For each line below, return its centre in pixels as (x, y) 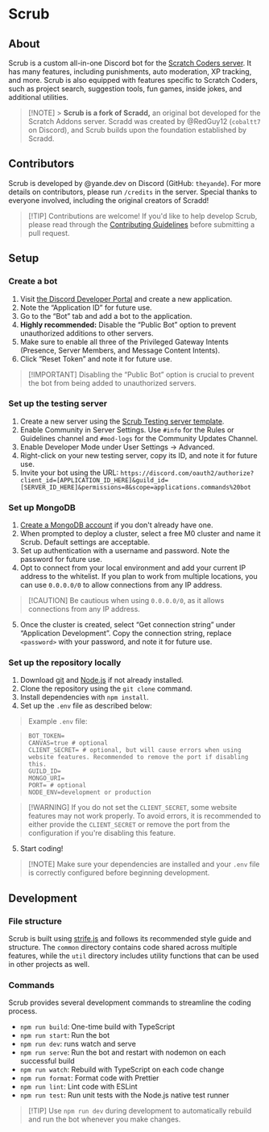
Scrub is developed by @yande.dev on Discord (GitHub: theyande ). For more (135, 183)
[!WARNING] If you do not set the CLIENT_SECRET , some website (132, 808)
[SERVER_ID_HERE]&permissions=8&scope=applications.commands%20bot (135, 487)
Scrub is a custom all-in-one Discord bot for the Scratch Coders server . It (130, 63)
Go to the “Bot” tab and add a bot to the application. (106, 316)
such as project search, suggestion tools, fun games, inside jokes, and (125, 89)
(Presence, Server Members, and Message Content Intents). (120, 350)
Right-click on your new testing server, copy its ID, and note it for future (139, 455)
